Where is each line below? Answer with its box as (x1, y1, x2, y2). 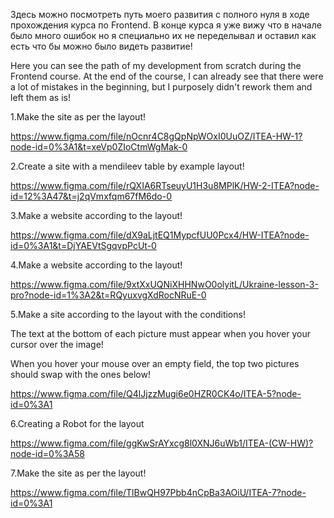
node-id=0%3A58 (10, 448, 85, 459)
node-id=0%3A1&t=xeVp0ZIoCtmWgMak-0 (10, 141, 188, 153)
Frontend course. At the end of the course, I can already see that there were (10, 70, 324, 82)
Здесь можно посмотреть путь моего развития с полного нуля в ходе (10, 9, 310, 20)
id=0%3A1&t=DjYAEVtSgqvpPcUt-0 (10, 240, 157, 251)
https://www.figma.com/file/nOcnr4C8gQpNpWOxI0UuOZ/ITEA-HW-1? (10, 130, 303, 142)
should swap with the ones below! (10, 369, 151, 380)
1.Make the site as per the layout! (10, 111, 146, 123)
